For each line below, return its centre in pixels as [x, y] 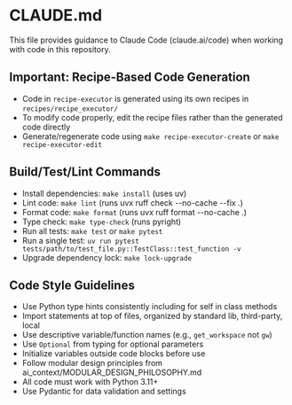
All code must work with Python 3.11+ [90, 382]
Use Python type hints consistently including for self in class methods [150, 307]
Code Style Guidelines [72, 285]
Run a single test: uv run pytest [80, 240]
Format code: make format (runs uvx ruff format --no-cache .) [134, 212]
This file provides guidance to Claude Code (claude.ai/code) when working [146, 40]
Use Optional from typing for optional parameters [113, 344]
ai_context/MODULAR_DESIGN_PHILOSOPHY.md [112, 372]
